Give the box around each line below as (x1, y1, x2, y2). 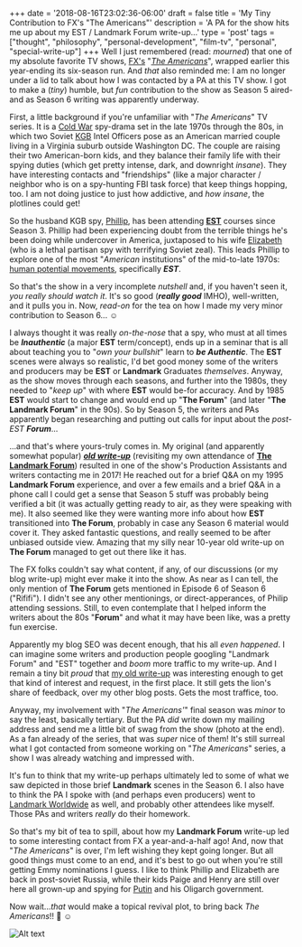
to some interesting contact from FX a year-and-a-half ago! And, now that (9, 836, 284, 846)
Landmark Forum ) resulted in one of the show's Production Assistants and (9, 460, 287, 471)
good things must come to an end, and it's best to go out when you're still (9, 855, 283, 866)
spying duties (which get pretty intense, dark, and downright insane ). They (9, 160, 287, 170)
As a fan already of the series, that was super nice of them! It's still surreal (9, 734, 286, 744)
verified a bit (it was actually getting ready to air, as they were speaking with (9, 499, 293, 509)
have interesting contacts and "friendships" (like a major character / (9, 169, 261, 180)
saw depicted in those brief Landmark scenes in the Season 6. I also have (9, 780, 285, 790)
